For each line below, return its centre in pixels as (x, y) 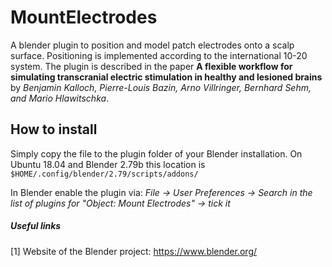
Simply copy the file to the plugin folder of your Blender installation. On (156, 153)
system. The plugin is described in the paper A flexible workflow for (151, 66)
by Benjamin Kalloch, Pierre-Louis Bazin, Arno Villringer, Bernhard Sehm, (161, 87)
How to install (54, 129)
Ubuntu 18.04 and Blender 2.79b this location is (108, 164)
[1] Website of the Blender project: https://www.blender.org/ (134, 251)
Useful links (36, 226)
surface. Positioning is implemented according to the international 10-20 (159, 55)
